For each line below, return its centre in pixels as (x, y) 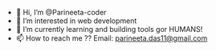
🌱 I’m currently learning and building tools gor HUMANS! (109, 29)
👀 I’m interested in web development (76, 21)
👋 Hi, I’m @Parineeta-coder (61, 12)
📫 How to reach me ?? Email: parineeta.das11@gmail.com (112, 38)
